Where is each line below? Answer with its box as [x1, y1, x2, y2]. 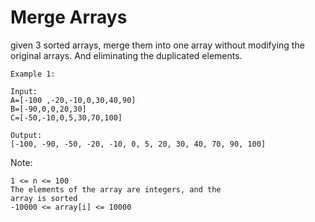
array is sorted [10, 193, 78, 203]
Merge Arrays [10, 6, 128, 29]
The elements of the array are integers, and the [10, 184, 222, 195]
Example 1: [10, 69, 56, 79]
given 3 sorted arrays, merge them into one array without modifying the [10, 39, 305, 51]
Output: [10, 130, 43, 140]
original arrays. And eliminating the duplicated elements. [10, 49, 243, 61]
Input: [10, 86, 38, 96]
